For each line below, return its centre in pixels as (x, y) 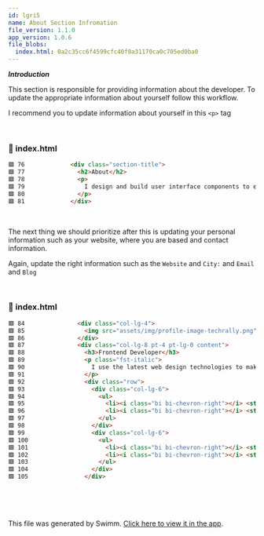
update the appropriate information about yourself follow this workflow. (123, 98)
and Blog (22, 272)
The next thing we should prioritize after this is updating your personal (122, 232)
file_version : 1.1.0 (42, 30)
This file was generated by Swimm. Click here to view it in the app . (116, 523)
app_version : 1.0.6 (40, 37)
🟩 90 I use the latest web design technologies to (126, 367)
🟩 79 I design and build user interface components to (129, 186)
